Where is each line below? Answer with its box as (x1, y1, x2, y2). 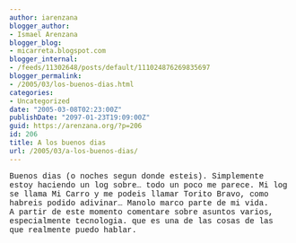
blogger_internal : (9, 55, 78, 64)
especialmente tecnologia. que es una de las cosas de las (9, 216, 274, 226)
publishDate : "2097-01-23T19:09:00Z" (9, 113, 151, 122)
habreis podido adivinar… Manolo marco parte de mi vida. (9, 198, 269, 208)
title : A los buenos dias (9, 138, 106, 147)
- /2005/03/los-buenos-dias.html (9, 80, 135, 89)
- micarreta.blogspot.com (9, 47, 106, 56)
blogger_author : (9, 22, 70, 30)
